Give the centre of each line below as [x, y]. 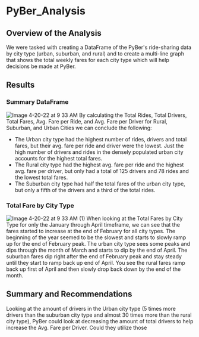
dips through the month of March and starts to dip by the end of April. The [97, 250]
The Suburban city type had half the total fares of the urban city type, [100, 184]
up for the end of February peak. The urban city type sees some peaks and [98, 243]
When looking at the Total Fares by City [135, 218]
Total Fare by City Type [40, 205]
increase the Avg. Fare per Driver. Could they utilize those [77, 327]
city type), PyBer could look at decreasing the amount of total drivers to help [100, 321]
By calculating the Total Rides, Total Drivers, [133, 115]
